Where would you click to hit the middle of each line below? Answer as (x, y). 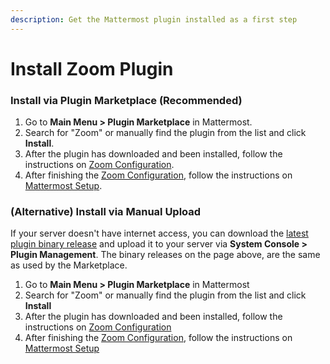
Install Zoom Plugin (92, 68)
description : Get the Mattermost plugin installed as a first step (154, 19)
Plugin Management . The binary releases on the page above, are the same (165, 255)
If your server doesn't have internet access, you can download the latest (159, 233)
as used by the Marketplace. (69, 265)
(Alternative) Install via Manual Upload (106, 212)
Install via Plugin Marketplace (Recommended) (126, 100)
